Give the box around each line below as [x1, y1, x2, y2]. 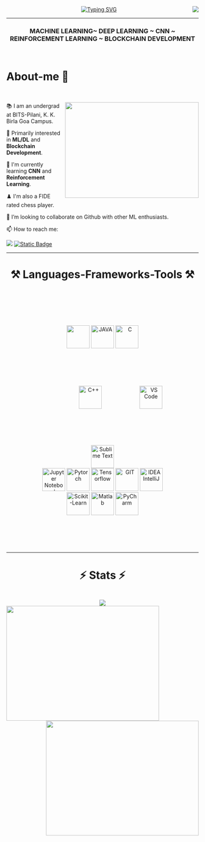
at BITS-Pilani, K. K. [6, 111, 56, 119]
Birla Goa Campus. [6, 118, 54, 125]
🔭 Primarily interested [6, 129, 61, 137]
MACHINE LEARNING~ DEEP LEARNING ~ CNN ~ [29, 26, 176, 35]
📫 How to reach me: [6, 225, 59, 233]
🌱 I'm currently [6, 161, 44, 168]
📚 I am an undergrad [6, 102, 60, 110]
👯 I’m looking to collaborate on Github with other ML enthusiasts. [6, 213, 169, 220]
